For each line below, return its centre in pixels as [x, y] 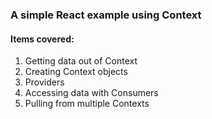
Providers [44, 82]
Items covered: [42, 39]
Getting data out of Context [81, 61]
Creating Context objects [76, 72]
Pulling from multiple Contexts [87, 104]
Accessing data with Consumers [91, 93]
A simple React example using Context [106, 15]
